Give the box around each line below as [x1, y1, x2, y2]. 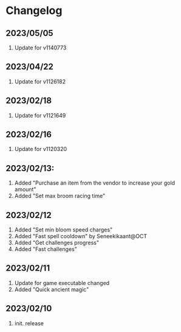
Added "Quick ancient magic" [14, 286, 89, 293]
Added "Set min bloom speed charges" [14, 226, 113, 233]
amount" [14, 186, 36, 193]
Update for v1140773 [14, 44, 67, 51]
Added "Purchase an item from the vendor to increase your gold [14, 179, 176, 186]
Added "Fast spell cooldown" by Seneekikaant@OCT [14, 233, 148, 240]
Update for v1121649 [14, 111, 66, 119]
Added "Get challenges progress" [14, 239, 100, 247]
